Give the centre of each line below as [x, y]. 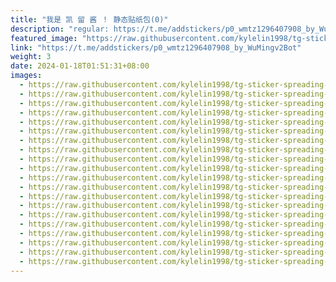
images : [26, 76]
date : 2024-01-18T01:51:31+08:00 [80, 66]
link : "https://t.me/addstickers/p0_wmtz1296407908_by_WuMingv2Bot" [156, 47]
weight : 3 [31, 57]
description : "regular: [60, 29]
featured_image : [44, 38]
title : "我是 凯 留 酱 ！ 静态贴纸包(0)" [89, 19]
